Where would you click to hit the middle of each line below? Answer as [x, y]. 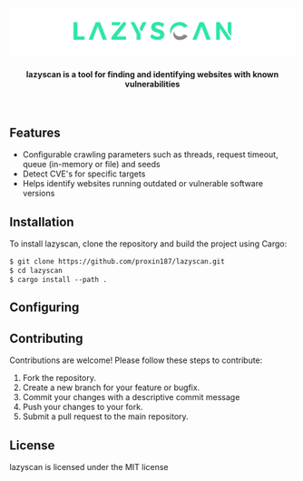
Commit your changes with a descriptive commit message [131, 397]
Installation [42, 221]
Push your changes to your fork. [83, 407]
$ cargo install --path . [58, 279]
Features [35, 132]
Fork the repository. [59, 378]
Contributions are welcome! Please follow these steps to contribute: [136, 360]
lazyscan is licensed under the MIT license [89, 466]
